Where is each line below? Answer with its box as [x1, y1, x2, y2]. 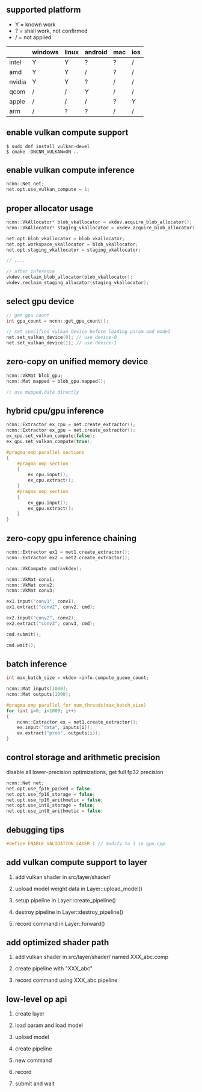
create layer [14, 1010, 45, 1017]
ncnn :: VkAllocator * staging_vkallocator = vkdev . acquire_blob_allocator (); [6, 225, 200, 231]
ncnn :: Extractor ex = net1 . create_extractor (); [17, 719, 138, 725]
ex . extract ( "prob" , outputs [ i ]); [17, 730, 101, 736]
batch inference [6, 659, 67, 669]
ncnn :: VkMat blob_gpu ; [6, 373, 63, 379]
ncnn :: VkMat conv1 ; [6, 576, 55, 583]
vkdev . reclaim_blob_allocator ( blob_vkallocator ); [6, 274, 133, 281]
